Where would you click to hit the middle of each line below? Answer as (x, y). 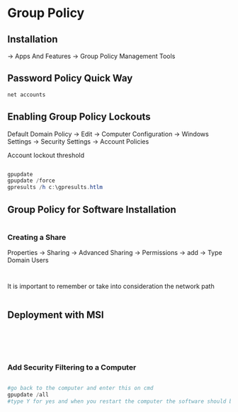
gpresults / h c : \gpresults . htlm (55, 188)
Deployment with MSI (56, 315)
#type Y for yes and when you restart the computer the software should (117, 401)
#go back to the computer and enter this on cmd (80, 388)
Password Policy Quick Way (70, 78)
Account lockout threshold (46, 155)
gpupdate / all (28, 395)
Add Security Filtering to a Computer (72, 367)
